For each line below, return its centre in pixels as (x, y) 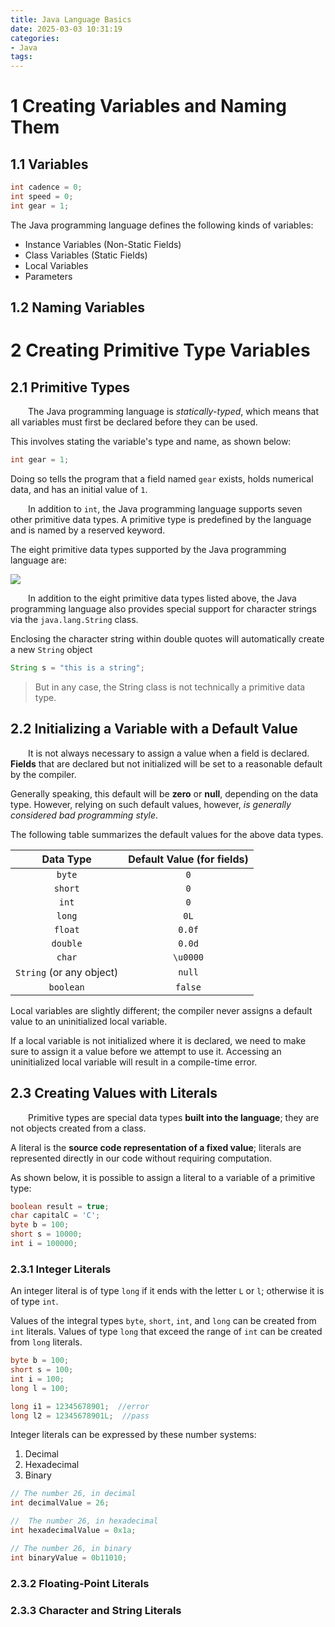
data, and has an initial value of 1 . (79, 490)
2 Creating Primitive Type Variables (160, 350)
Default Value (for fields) (188, 859)
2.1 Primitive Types (70, 387)
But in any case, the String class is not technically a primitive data (170, 687)
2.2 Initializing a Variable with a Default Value (154, 729)
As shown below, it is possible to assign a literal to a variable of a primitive (163, 1177)
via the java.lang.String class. (74, 620)
